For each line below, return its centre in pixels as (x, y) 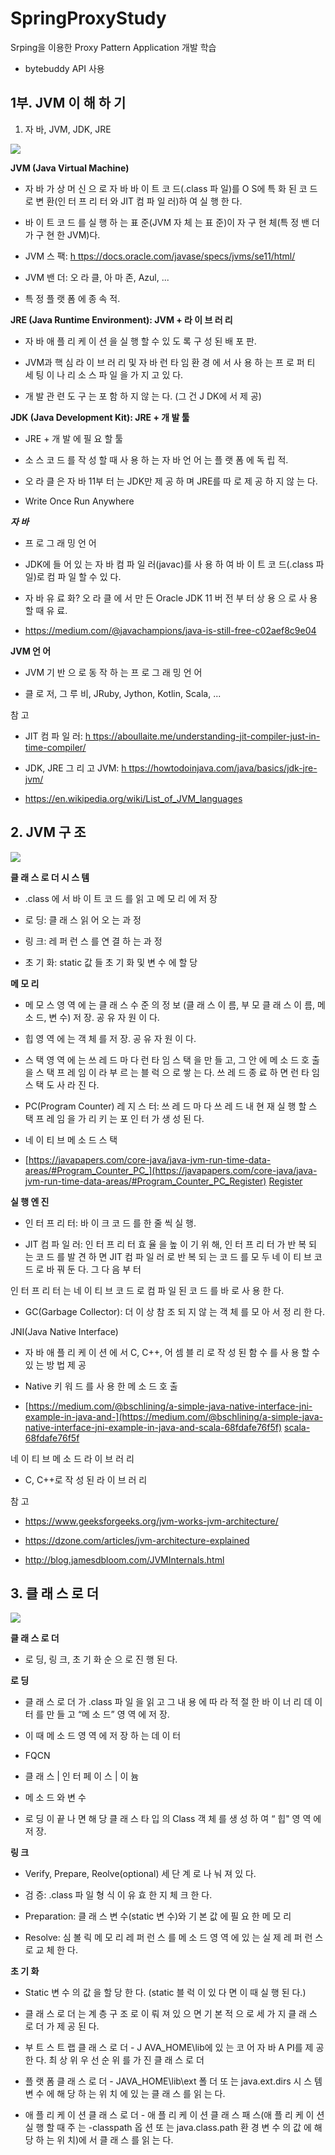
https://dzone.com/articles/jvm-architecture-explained (137, 1540)
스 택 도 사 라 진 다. (62, 1084)
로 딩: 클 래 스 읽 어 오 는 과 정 (83, 919)
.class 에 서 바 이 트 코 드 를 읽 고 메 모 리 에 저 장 (121, 898)
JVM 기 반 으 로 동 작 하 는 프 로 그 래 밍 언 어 (113, 672)
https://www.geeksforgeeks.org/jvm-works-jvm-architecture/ (151, 1521)
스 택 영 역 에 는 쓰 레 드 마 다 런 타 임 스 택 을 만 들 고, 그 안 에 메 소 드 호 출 (172, 1059)
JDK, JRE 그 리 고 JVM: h (75, 768)
